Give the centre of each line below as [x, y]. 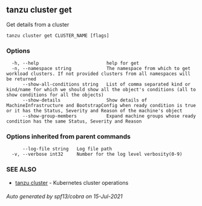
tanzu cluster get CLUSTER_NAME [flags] [58, 36]
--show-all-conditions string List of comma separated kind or [106, 85]
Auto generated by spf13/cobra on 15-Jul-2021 [64, 196]
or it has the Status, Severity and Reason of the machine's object [94, 111]
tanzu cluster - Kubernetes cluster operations [72, 182]
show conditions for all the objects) [55, 95]
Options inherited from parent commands [69, 137]
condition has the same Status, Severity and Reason [74, 121]
